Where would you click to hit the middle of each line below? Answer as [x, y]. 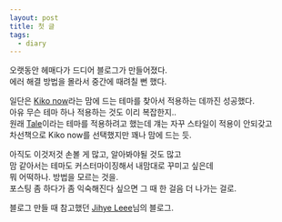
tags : [20, 35]
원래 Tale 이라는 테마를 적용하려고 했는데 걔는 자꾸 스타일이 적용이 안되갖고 [141, 124]
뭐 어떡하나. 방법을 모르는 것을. [64, 177]
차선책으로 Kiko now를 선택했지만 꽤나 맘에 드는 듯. [101, 135]
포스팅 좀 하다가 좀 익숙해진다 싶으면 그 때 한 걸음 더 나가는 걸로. [123, 188]
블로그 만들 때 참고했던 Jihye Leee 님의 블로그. [92, 208]
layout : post [34, 18]
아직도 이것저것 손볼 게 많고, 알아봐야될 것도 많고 [96, 155]
